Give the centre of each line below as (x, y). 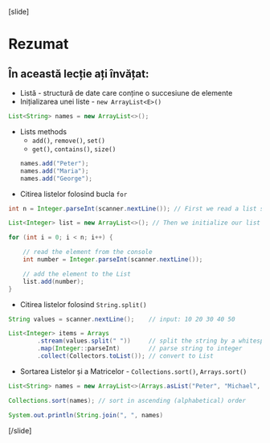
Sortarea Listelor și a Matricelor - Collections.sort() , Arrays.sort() (133, 371)
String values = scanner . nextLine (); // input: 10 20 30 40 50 (122, 319)
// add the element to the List (77, 274)
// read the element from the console (88, 252)
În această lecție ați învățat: (79, 74)
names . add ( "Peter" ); (54, 163)
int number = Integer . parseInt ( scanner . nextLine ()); (113, 260)
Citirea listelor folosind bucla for (74, 194)
